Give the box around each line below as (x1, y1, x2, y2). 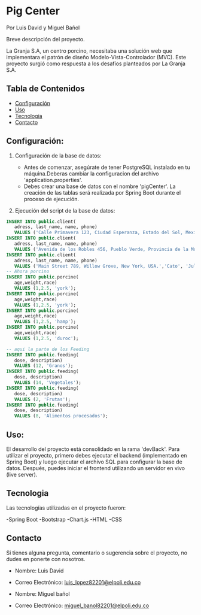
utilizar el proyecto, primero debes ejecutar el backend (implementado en (6, 452, 187, 459)
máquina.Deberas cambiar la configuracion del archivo (23, 169, 159, 177)
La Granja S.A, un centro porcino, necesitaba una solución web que (6, 47, 172, 54)
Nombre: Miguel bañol (14, 590, 70, 597)
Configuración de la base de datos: (14, 152, 102, 159)
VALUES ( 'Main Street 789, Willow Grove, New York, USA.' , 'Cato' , (14, 263, 184, 269)
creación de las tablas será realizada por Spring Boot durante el (23, 189, 181, 196)
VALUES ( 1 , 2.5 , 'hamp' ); (14, 319, 77, 325)
